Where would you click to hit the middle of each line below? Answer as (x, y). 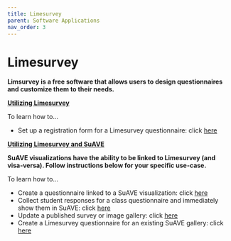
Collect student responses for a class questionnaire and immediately (118, 201)
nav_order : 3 (27, 27)
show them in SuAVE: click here (64, 208)
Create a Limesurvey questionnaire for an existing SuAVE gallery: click (120, 223)
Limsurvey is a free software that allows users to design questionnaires (115, 82)
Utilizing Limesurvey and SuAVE (56, 144)
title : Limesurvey (34, 14)
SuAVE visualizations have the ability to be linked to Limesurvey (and (112, 158)
